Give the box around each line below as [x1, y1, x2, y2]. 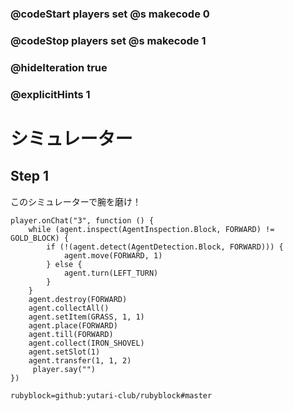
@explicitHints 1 [10, 87, 91, 101]
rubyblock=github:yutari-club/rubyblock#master [10, 390, 213, 401]
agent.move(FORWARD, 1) [63, 250, 163, 261]
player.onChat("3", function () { [10, 215, 155, 226]
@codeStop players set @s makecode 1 [10, 33, 207, 47]
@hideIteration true [10, 60, 108, 74]
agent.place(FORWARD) [28, 320, 118, 331]
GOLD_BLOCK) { [10, 233, 70, 243]
